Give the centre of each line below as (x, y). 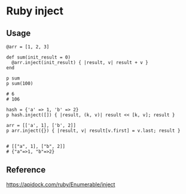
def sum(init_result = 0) (38, 57)
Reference (26, 170)
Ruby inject (35, 11)
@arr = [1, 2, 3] (28, 47)
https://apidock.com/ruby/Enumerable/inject (61, 184)
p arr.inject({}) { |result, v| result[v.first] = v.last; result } (93, 131)
